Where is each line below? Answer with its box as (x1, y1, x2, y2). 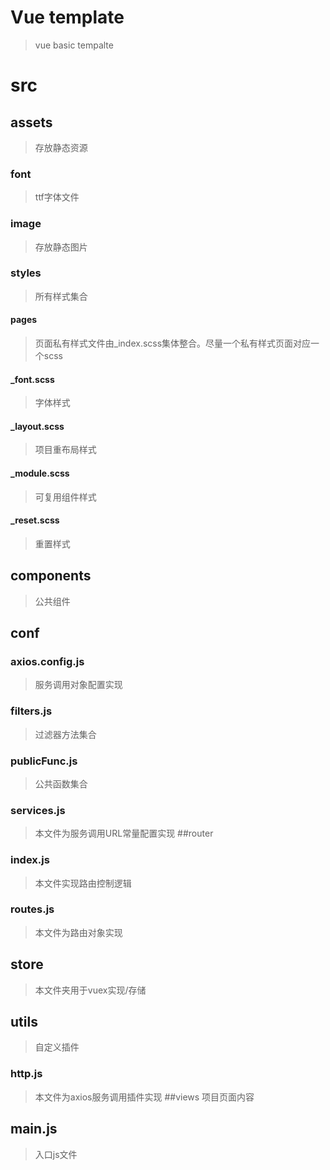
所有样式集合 (34, 290, 88, 302)
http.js (10, 1067, 43, 1081)
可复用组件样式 (34, 491, 97, 503)
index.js (10, 853, 50, 867)
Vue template (10, 6, 125, 29)
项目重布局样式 (34, 444, 97, 456)
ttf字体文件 (34, 191, 80, 203)
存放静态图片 (34, 241, 88, 253)
